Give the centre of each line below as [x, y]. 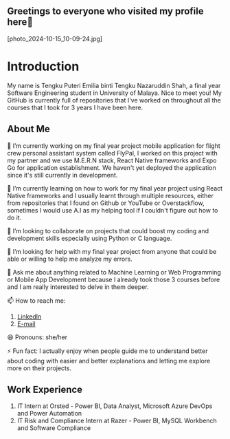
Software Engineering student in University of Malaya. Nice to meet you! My [114, 93]
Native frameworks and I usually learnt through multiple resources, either [111, 195]
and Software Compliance [54, 428]
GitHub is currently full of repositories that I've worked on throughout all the [114, 100]
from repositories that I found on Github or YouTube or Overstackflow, [106, 203]
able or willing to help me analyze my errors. [70, 259]
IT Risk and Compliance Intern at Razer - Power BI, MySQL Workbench [117, 421]
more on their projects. [39, 368]
